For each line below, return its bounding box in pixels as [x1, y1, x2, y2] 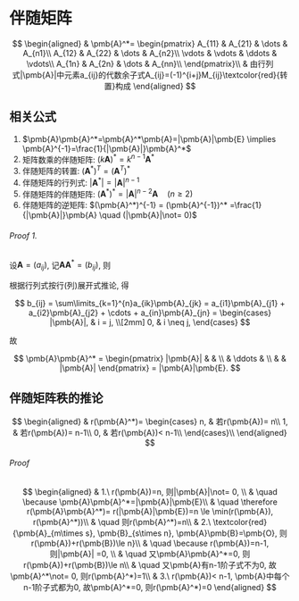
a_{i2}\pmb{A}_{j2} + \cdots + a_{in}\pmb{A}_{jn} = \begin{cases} [28, 307, 272, 318]
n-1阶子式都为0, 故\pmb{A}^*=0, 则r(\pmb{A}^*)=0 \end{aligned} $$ [23, 582, 277, 593]
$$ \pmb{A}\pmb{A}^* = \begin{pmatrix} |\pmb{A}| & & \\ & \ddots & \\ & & [12, 354, 287, 364]
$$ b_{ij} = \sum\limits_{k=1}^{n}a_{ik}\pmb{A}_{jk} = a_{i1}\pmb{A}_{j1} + [14, 298, 286, 309]
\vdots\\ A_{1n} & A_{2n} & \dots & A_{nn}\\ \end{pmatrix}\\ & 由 [26, 58, 259, 69]
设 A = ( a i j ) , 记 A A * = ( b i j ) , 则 [9, 258, 112, 272]
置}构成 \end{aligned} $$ [104, 80, 196, 91]
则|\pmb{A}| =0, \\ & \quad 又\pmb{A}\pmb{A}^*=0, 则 [49, 548, 251, 559]
